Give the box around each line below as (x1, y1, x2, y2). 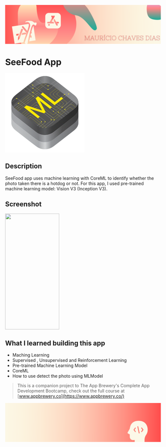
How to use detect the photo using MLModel (12, 373, 103, 379)
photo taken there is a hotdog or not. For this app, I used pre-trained (5, 180, 144, 186)
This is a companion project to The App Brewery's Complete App (17, 383, 150, 389)
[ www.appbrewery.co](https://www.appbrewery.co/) (17, 393, 124, 399)
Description (5, 162, 42, 171)
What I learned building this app (5, 339, 105, 347)
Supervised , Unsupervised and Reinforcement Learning (12, 358, 127, 363)
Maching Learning (12, 352, 49, 358)
